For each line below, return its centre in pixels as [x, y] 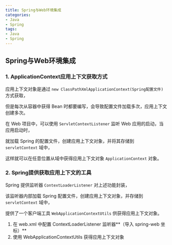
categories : [18, 15]
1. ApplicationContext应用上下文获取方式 [56, 77]
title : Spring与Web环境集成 [33, 10]
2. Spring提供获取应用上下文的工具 [49, 173]
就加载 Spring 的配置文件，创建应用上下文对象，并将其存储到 [70, 141]
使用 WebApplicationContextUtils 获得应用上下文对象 [69, 237]
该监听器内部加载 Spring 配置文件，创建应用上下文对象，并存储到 [74, 196]
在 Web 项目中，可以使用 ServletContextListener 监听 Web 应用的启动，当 [84, 123]
